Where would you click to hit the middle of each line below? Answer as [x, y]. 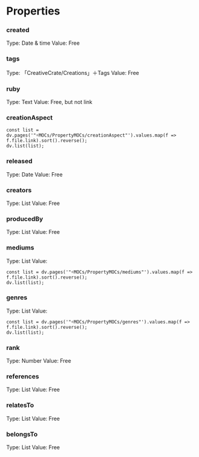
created [18, 30]
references [23, 377]
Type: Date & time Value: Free [43, 43]
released [20, 161]
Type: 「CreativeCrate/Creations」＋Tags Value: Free [73, 73]
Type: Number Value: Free [39, 361]
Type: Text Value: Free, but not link [49, 102]
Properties [33, 11]
